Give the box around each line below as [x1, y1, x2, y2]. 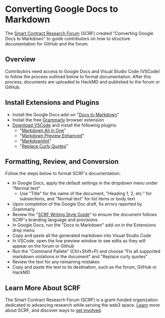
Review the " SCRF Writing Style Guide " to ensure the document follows [12, 212, 157, 218]
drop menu [12, 227, 35, 233]
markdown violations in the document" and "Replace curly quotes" [12, 254, 148, 260]
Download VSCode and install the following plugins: [12, 122, 117, 128]
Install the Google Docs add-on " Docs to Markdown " [12, 111, 120, 117]
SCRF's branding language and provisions [12, 217, 98, 223]
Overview [5, 55, 36, 64]
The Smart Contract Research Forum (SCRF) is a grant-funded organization [5, 297, 158, 303]
